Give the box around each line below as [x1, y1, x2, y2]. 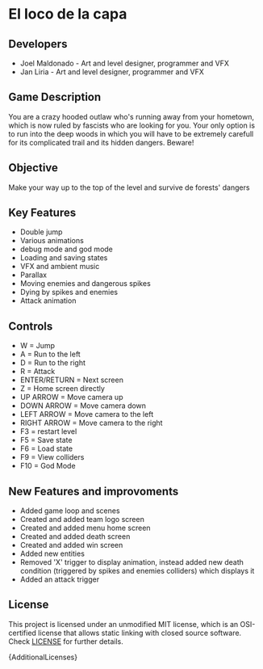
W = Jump [19, 341, 55, 351]
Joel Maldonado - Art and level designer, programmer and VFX [19, 58, 230, 68]
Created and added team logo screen [19, 515, 145, 524]
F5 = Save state [19, 435, 73, 445]
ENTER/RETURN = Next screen [19, 375, 123, 385]
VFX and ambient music [19, 262, 100, 271]
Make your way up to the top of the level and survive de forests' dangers [8, 183, 250, 192]
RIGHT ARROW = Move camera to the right [19, 418, 163, 428]
